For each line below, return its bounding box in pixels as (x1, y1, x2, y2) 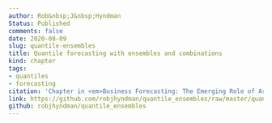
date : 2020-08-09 (8, 34, 67, 43)
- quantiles (8, 72, 49, 80)
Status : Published (8, 19, 70, 28)
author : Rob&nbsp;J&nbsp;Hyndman (8, 11, 121, 20)
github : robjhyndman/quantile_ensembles (8, 102, 147, 110)
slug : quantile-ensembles (8, 42, 96, 50)
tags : (8, 65, 27, 73)
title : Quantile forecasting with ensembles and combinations (8, 49, 223, 57)
